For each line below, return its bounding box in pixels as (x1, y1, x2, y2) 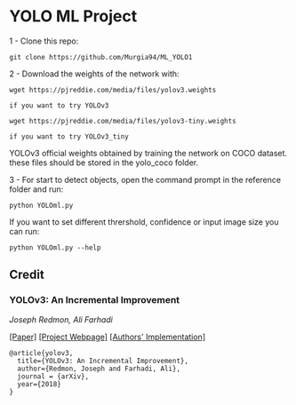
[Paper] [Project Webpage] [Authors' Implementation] (9, 331, 206, 342)
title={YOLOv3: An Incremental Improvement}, (17, 356, 189, 365)
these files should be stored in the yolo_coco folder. (9, 157, 198, 168)
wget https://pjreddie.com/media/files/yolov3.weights (9, 85, 217, 94)
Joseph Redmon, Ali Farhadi (9, 314, 114, 325)
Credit (9, 267, 44, 282)
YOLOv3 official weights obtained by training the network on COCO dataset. (9, 147, 287, 158)
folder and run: (9, 184, 64, 195)
